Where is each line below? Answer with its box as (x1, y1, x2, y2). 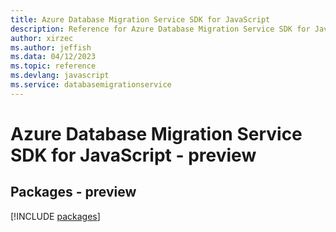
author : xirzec (10, 33, 74, 43)
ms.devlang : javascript (10, 71, 110, 81)
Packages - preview (10, 184, 137, 201)
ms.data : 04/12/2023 (10, 52, 97, 62)
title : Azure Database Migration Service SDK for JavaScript (10, 14, 271, 25)
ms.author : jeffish (10, 42, 92, 53)
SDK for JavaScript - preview (10, 144, 257, 166)
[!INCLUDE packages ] (10, 210, 101, 222)
